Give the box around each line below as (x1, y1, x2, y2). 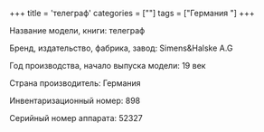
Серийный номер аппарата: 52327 (9, 113, 143, 123)
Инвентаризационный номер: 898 (9, 95, 141, 106)
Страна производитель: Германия (9, 78, 142, 89)
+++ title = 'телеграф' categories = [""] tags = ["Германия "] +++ (9, 8, 255, 18)
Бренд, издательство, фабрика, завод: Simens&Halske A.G (9, 42, 233, 53)
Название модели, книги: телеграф (9, 25, 146, 35)
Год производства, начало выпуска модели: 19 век (9, 61, 206, 71)
